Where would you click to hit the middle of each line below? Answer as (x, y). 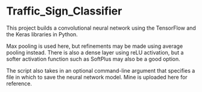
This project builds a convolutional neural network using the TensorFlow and (101, 28)
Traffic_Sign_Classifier (64, 11)
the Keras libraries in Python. (42, 34)
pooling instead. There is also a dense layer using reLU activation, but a (95, 52)
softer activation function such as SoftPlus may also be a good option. (93, 59)
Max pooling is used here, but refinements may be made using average (95, 46)
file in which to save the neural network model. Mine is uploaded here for (97, 77)
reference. (19, 84)
